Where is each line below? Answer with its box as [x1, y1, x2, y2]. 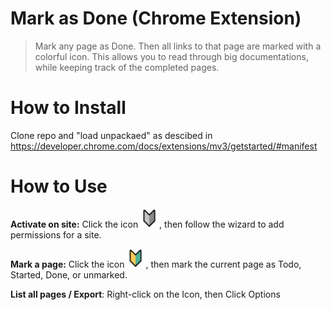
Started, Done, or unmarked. [10, 268, 128, 281]
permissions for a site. [10, 228, 102, 241]
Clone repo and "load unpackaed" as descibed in [10, 129, 213, 141]
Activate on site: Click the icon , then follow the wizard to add [10, 218, 285, 230]
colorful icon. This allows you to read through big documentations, [34, 50, 309, 62]
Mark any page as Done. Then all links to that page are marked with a [34, 40, 322, 52]
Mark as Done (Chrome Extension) [10, 7, 302, 30]
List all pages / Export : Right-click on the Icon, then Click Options [10, 288, 281, 300]
